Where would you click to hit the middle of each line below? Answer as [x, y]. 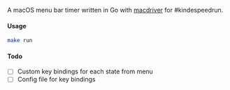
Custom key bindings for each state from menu [85, 71]
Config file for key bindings [56, 80]
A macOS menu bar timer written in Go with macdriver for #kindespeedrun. [115, 10]
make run [20, 41]
